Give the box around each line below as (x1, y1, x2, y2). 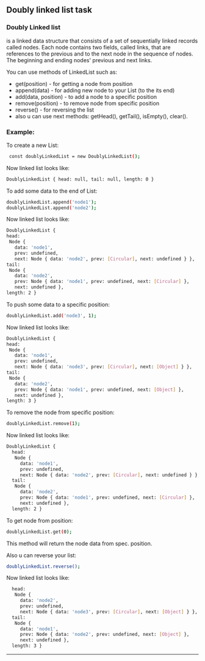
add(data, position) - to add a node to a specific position (15, 93, 157, 100)
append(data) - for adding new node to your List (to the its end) (15, 87, 175, 94)
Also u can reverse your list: (6, 551, 76, 559)
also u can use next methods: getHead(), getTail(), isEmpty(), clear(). (15, 112, 188, 120)
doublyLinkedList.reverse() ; (6, 563, 81, 570)
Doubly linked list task (6, 5, 93, 15)
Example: (6, 127, 35, 136)
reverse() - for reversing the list (15, 106, 95, 113)
